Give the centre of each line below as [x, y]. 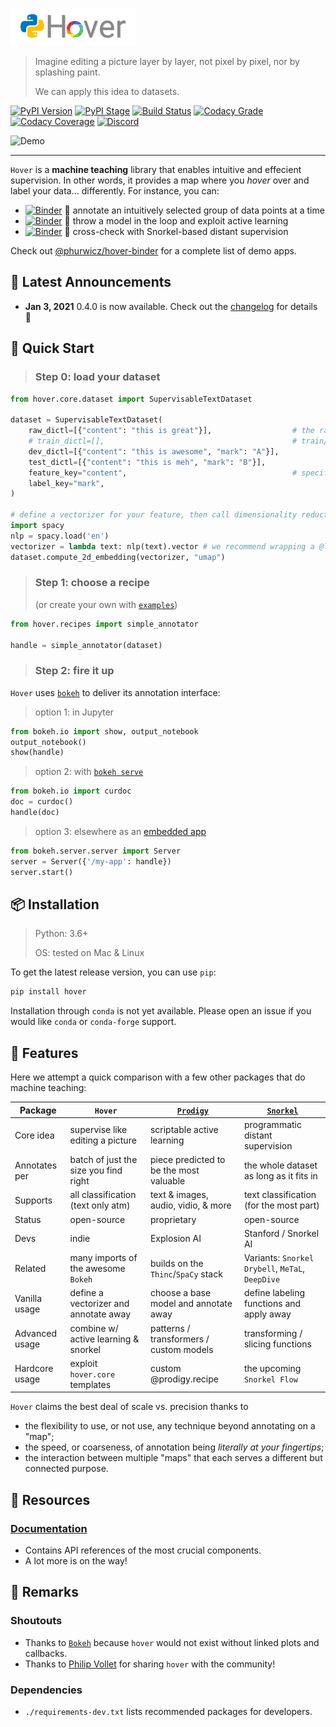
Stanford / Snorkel [281, 1233]
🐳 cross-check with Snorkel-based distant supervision [176, 231]
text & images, [179, 1195]
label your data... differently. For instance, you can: [115, 191]
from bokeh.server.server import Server [96, 851]
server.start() [42, 872]
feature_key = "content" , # [163, 473]
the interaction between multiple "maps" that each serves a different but [173, 1458]
